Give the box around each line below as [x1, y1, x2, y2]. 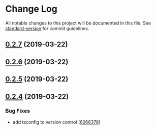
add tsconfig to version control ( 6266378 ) [12, 119, 101, 125]
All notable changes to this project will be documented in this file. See [5, 20, 151, 26]
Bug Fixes [5, 108, 30, 115]
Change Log [5, 3, 57, 15]
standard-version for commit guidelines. [5, 25, 89, 31]
